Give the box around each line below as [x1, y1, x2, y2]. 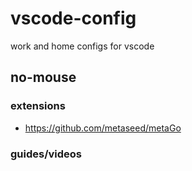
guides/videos [10, 147, 83, 161]
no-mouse [10, 69, 77, 86]
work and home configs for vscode [10, 40, 155, 52]
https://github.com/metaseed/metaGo [24, 122, 182, 134]
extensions [10, 99, 66, 113]
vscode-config [10, 7, 137, 30]
